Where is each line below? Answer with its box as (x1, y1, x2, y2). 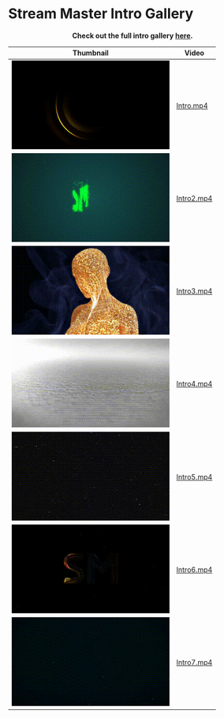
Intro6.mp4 (176, 565, 213, 574)
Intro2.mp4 (176, 193, 213, 203)
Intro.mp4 (176, 100, 208, 110)
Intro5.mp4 (176, 472, 213, 481)
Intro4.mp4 (176, 380, 213, 389)
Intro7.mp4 (176, 658, 213, 668)
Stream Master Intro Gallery (8, 5, 194, 23)
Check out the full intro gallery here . (72, 31, 193, 40)
